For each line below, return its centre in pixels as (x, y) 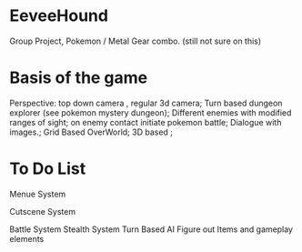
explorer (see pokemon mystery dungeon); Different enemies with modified (151, 112)
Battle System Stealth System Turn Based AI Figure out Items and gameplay (151, 229)
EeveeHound (59, 16)
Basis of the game (79, 78)
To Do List (48, 169)
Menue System (38, 194)
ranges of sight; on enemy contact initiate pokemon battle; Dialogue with (146, 122)
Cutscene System (42, 211)
